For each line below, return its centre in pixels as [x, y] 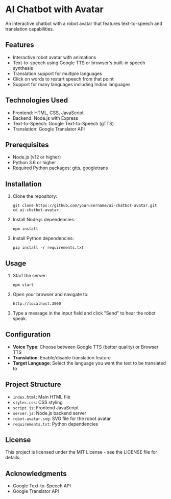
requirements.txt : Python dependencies [55, 424]
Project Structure [33, 385]
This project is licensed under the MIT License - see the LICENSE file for [81, 452]
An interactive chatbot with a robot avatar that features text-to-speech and [84, 23]
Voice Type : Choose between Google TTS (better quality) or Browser [86, 347]
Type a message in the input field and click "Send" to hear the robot [84, 313]
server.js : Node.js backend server [50, 413]
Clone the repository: [35, 196]
